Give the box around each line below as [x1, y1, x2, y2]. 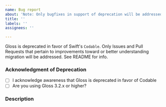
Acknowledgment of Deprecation [5, 66, 86, 73]
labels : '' [5, 21, 28, 26]
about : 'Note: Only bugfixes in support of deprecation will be [5, 12, 140, 17]
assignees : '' [5, 26, 35, 31]
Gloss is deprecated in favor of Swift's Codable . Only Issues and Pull [5, 43, 143, 49]
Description [5, 96, 34, 103]
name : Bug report [5, 7, 41, 12]
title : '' [5, 16, 26, 21]
